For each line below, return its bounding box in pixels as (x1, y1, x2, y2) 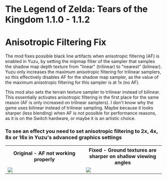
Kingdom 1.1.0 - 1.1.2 (5, 14, 90, 25)
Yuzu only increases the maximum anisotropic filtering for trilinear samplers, (5, 69, 162, 75)
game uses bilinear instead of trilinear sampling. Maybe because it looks (5, 105, 154, 111)
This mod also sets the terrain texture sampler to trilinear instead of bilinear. (5, 89, 161, 95)
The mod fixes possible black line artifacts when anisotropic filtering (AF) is (5, 53, 160, 59)
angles (114, 159, 131, 166)
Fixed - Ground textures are (88, 147, 157, 154)
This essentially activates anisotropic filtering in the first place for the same (5, 94, 159, 100)
